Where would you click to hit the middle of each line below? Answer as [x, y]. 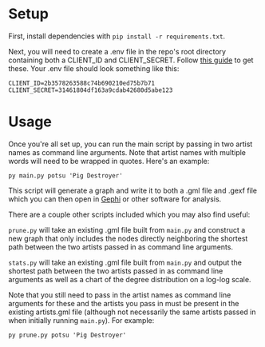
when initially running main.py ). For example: [81, 320]
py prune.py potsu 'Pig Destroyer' [67, 335]
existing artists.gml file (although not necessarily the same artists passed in [132, 312]
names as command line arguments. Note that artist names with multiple [127, 152]
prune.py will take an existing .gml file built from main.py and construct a [127, 229]
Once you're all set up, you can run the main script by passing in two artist [131, 144]
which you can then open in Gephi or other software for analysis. [115, 199]
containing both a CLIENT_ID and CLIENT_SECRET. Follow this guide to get [131, 60]
